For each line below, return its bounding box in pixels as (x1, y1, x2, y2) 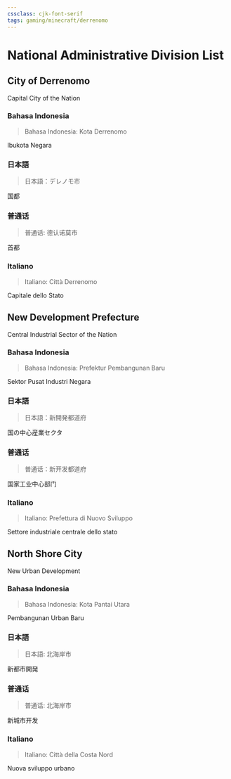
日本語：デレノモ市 (24, 177, 81, 186)
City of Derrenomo (7, 75, 91, 87)
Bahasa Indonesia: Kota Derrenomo (24, 127, 128, 136)
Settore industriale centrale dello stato (7, 527, 118, 536)
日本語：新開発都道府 (24, 413, 86, 422)
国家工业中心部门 (7, 479, 57, 489)
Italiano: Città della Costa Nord (24, 750, 114, 759)
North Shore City (7, 548, 83, 560)
